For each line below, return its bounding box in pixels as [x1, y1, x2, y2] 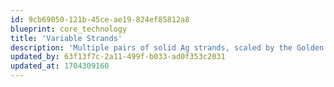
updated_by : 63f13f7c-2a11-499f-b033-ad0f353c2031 [10, 52, 226, 62]
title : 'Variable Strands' [10, 33, 123, 43]
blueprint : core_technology [10, 24, 128, 34]
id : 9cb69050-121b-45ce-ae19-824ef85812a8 [10, 14, 190, 25]
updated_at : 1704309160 [10, 61, 110, 71]
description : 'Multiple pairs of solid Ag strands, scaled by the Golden [10, 42, 325, 53]
